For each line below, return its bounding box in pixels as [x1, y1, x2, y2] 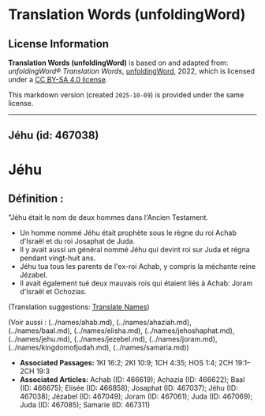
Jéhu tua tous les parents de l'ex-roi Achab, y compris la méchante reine [19, 262, 256, 271]
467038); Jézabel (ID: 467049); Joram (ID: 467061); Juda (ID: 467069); [19, 391, 253, 401]
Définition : [8, 191, 64, 205]
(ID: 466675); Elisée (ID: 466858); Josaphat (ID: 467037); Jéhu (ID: [19, 384, 238, 393]
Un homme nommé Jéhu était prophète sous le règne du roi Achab [19, 228, 237, 238]
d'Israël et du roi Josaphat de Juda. [19, 236, 136, 246]
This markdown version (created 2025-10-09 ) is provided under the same [8, 90, 244, 100]
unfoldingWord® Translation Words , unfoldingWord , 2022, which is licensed [8, 66, 255, 76]
